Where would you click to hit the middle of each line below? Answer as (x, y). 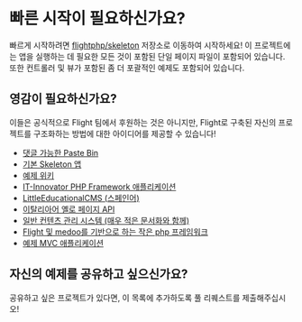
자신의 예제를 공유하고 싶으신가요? (99, 275)
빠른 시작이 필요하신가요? (98, 18)
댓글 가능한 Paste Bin (60, 152)
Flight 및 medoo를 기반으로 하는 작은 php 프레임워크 (115, 232)
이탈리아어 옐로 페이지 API (69, 209)
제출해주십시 (264, 298)
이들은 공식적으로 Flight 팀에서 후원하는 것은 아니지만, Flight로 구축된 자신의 (143, 122)
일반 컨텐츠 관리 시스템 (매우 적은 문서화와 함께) (106, 220)
